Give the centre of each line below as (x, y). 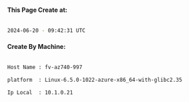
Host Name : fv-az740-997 (45, 67)
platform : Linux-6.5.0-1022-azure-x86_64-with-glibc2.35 (95, 80)
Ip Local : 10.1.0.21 (40, 93)
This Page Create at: (37, 10)
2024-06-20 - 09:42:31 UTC (46, 31)
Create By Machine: (37, 46)
